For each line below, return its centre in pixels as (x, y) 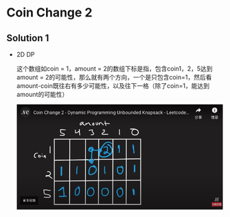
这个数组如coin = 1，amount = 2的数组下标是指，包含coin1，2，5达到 (115, 69)
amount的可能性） (42, 94)
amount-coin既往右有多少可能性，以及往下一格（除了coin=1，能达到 (113, 86)
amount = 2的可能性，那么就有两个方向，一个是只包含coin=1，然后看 (114, 77)
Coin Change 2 (50, 13)
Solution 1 (28, 38)
